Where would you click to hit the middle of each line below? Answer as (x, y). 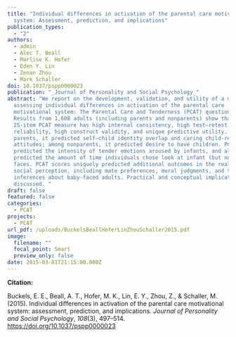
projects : (22, 217)
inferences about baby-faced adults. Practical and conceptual (108, 177)
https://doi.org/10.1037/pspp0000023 (61, 326)
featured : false (31, 197)
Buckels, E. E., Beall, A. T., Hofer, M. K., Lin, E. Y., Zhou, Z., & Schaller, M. (112, 295)
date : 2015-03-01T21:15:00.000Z (54, 262)
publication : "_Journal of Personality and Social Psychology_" (103, 92)
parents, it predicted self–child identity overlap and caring (108, 138)
